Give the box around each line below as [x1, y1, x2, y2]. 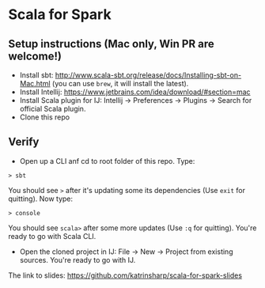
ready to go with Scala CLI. [8, 231, 97, 241]
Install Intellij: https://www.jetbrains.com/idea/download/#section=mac [19, 87, 251, 97]
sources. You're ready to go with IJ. [19, 255, 136, 264]
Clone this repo [19, 112, 70, 122]
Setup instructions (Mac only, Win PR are [8, 37, 215, 51]
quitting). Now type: [8, 194, 74, 203]
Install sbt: [19, 70, 54, 80]
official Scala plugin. [19, 104, 86, 113]
